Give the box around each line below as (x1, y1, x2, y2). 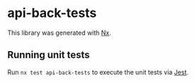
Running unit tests (7, 49, 90, 61)
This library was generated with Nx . (7, 28, 111, 37)
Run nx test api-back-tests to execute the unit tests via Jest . (7, 67, 189, 76)
